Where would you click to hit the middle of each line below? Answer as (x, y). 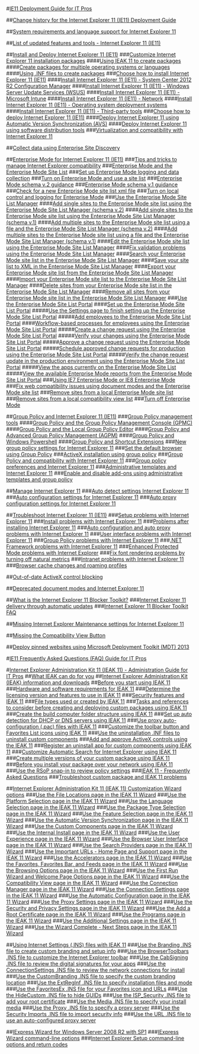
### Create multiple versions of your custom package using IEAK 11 (88, 758)
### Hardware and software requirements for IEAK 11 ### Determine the (93, 689)
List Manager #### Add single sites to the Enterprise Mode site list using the (99, 203)
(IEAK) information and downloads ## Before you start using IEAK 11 (88, 682)
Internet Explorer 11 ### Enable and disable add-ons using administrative (94, 473)
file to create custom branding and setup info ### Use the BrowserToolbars (97, 951)
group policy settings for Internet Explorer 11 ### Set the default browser (94, 448)
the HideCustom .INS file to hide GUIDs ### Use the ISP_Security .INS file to (98, 995)
